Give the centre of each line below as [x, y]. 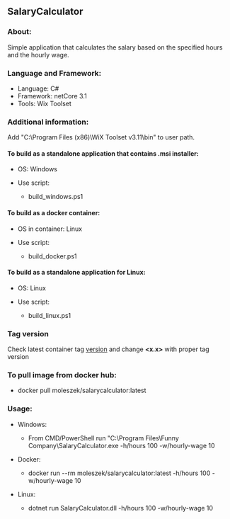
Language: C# [38, 89]
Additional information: [48, 122]
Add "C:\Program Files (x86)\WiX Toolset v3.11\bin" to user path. [101, 137]
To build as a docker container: [54, 213]
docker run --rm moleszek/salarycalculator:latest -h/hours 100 [119, 473]
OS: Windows [38, 169]
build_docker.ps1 [52, 256]
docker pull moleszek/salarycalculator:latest [82, 390]
